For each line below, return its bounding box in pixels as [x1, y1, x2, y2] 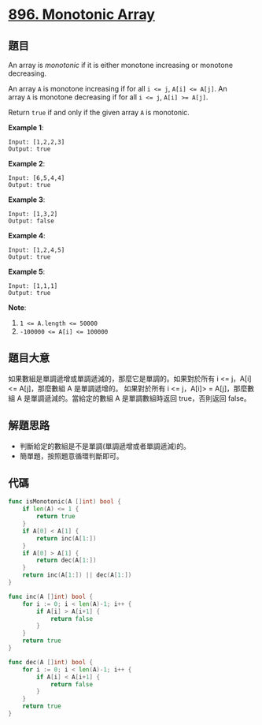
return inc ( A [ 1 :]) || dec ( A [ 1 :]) [22, 571, 132, 579]
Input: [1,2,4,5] [8, 246, 65, 254]
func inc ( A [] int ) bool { [8, 592, 93, 600]
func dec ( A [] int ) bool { [8, 658, 93, 666]
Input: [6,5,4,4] [8, 174, 65, 182]
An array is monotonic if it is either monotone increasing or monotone [8, 61, 234, 69]
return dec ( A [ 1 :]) [36, 556, 97, 565]
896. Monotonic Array [8, 6, 156, 24]
